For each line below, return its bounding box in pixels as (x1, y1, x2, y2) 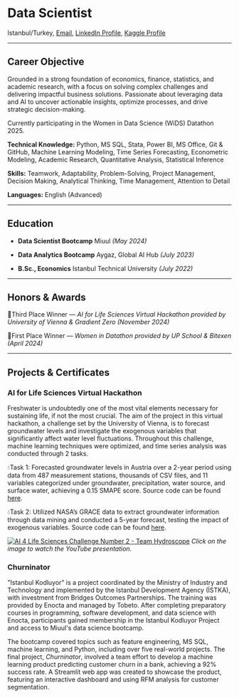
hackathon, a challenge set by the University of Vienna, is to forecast (7, 419, 210, 428)
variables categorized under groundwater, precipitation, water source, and (7, 479, 225, 487)
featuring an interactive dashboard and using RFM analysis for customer (7, 675, 219, 684)
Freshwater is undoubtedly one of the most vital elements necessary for (7, 404, 218, 413)
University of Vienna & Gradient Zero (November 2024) (7, 318, 170, 327)
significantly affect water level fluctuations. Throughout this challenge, (7, 434, 214, 443)
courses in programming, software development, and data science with (7, 608, 216, 617)
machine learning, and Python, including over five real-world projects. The (7, 645, 225, 654)
